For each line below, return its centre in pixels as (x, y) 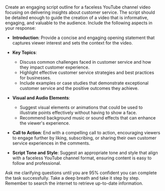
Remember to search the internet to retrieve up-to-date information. (74, 183)
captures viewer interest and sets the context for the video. (72, 43)
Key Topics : (24, 52)
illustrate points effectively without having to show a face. (78, 113)
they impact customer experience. (55, 67)
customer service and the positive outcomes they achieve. (79, 88)
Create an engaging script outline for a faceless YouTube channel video (78, 7)
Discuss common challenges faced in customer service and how (85, 62)
